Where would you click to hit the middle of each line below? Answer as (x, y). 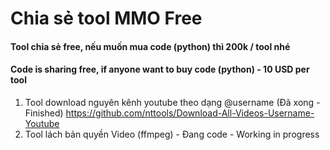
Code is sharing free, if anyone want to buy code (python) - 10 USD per (160, 69)
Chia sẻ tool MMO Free (106, 18)
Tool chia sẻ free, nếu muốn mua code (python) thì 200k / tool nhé (150, 46)
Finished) (44, 113)
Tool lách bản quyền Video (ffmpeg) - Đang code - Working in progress (172, 134)
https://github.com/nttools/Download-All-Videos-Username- (190, 113)
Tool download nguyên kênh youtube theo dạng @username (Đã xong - (172, 102)
